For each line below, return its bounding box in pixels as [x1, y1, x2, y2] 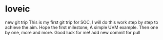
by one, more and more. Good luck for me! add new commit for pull [5, 29, 141, 35]
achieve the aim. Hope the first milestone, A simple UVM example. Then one [5, 24, 159, 30]
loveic [5, 3, 30, 14]
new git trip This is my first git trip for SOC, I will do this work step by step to [5, 19, 159, 25]
